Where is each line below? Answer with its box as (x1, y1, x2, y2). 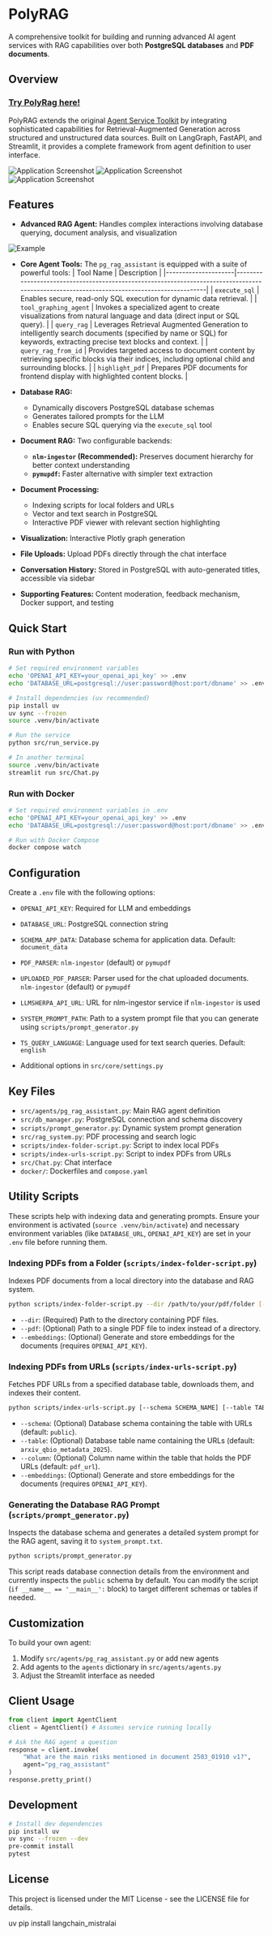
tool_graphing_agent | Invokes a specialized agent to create (19, 302, 220, 313)
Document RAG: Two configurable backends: (19, 436, 172, 446)
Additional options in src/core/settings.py (19, 1061, 164, 1070)
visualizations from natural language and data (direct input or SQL (19, 311, 240, 321)
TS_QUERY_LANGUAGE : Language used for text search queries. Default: (19, 1038, 246, 1048)
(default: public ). (19, 1427, 77, 1437)
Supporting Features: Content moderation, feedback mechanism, (19, 590, 240, 599)
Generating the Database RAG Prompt (8, 1499, 160, 1510)
